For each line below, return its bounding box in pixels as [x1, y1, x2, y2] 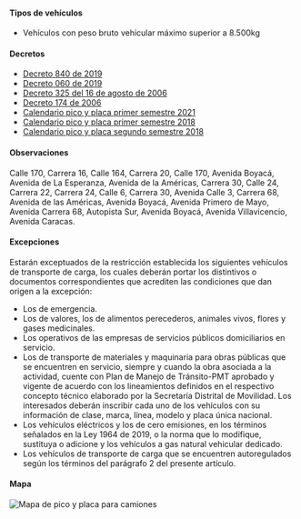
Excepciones [9, 236, 60, 247]
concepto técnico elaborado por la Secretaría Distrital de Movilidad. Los [22, 390, 293, 401]
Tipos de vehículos [9, 7, 84, 18]
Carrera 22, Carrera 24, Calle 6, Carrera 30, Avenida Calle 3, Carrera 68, [9, 186, 280, 197]
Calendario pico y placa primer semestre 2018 [22, 116, 196, 127]
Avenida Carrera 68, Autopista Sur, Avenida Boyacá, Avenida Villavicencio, [9, 205, 288, 217]
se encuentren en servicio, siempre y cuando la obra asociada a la [22, 361, 272, 372]
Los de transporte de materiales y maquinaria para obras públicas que [22, 351, 286, 363]
